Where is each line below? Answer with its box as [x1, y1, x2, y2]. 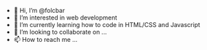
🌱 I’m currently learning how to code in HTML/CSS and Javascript [13, 21, 201, 28]
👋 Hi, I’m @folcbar [13, 7, 65, 14]
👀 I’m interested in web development [13, 14, 118, 22]
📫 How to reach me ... [13, 36, 78, 43]
